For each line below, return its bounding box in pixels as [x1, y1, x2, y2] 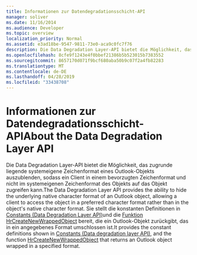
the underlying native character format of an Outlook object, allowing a [6, 192, 177, 199]
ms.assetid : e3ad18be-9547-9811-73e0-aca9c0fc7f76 [6, 42, 133, 47]
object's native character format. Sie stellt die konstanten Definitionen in [6, 205, 181, 212]
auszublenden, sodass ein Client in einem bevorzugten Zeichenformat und [6, 174, 186, 181]
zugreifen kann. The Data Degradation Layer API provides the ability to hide [6, 186, 187, 193]
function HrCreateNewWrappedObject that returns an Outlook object [6, 236, 172, 243]
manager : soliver [6, 14, 49, 20]
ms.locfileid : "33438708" [6, 80, 69, 86]
